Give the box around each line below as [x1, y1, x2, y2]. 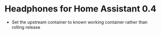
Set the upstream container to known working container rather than [11, 19, 148, 25]
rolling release [11, 24, 41, 30]
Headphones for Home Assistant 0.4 [4, 3, 157, 14]
